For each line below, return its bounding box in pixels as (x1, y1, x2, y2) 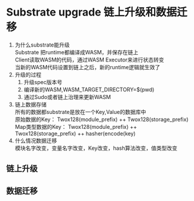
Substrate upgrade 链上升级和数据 (6, 5, 177, 19)
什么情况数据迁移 (14, 137, 57, 144)
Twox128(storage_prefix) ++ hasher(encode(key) (14, 129, 136, 137)
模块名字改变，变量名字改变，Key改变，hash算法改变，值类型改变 (14, 144, 178, 151)
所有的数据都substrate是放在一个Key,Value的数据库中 (14, 108, 146, 115)
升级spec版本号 (23, 78, 63, 85)
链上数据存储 (14, 101, 47, 108)
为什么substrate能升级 (14, 41, 70, 48)
